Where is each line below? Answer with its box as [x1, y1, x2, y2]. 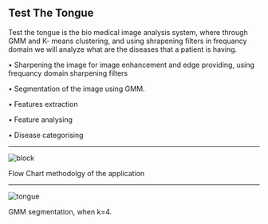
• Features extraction [8, 99, 78, 108]
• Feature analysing [8, 115, 73, 124]
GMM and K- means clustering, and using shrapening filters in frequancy [8, 36, 247, 45]
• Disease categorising [8, 130, 84, 140]
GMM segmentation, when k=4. [8, 206, 112, 216]
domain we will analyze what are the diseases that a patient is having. [8, 44, 238, 54]
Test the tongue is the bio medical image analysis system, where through [8, 27, 249, 37]
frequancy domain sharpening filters [8, 68, 128, 78]
